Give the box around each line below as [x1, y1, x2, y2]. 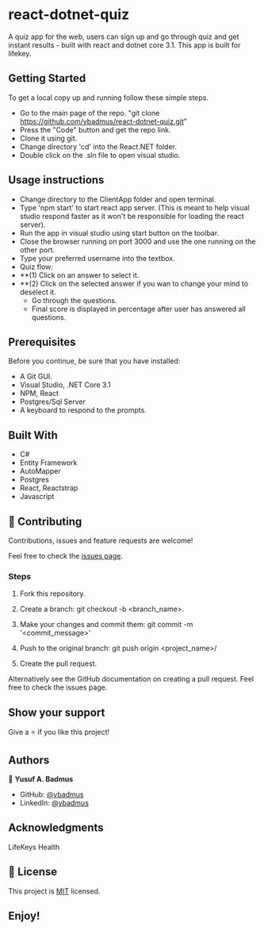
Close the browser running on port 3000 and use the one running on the [19, 236, 256, 246]
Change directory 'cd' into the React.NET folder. [19, 141, 177, 152]
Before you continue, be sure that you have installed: [8, 356, 181, 366]
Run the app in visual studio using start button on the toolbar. [19, 228, 220, 237]
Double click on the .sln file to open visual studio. [19, 150, 181, 159]
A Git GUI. [19, 371, 53, 382]
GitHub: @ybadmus [19, 790, 84, 799]
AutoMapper [19, 467, 61, 476]
